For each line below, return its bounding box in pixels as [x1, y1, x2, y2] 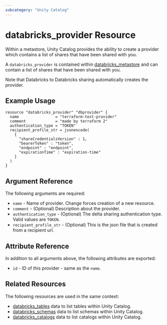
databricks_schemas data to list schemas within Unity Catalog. [12, 308, 144, 314]
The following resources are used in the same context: [5, 293, 119, 299]
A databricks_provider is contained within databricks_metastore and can [5, 61, 158, 67]
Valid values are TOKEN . [12, 216, 60, 223]
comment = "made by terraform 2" [10, 119, 108, 124]
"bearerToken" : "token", [18, 141, 74, 146]
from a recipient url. [12, 227, 54, 233]
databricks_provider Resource [5, 29, 136, 41]
